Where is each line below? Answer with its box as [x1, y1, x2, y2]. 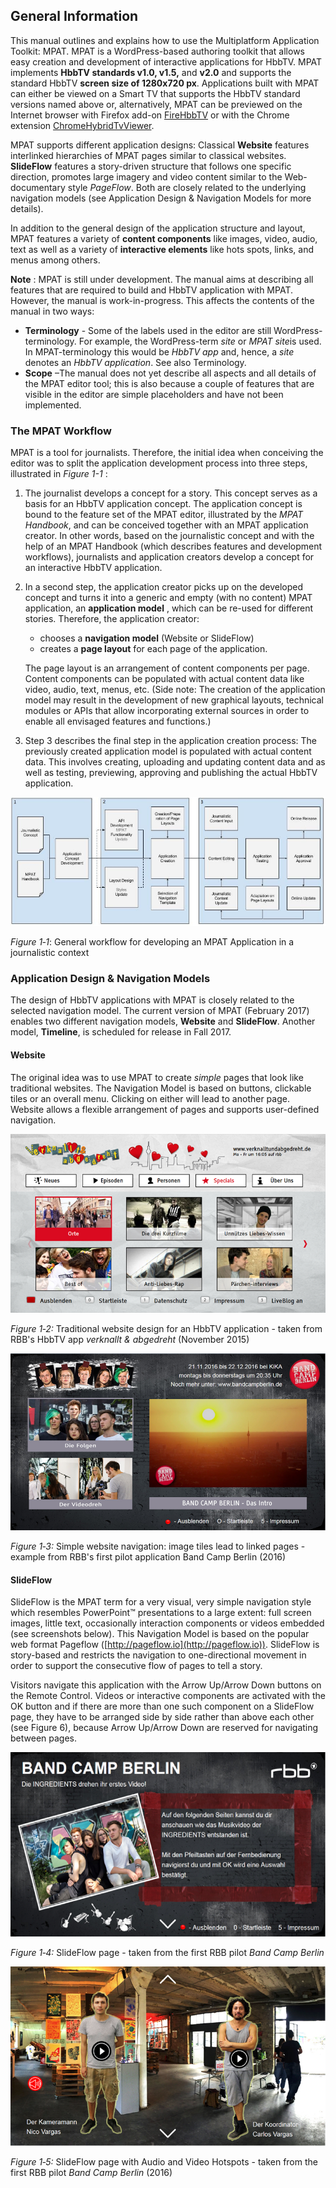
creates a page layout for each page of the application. [39, 643, 268, 655]
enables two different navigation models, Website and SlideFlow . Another [10, 1015, 316, 1028]
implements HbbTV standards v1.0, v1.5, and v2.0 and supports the [10, 66, 292, 78]
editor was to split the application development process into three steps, [10, 457, 308, 469]
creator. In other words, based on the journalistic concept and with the [24, 530, 315, 542]
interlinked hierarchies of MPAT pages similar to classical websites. [10, 149, 287, 161]
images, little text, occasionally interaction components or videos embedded [10, 1617, 325, 1629]
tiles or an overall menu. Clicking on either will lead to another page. [10, 1092, 290, 1104]
